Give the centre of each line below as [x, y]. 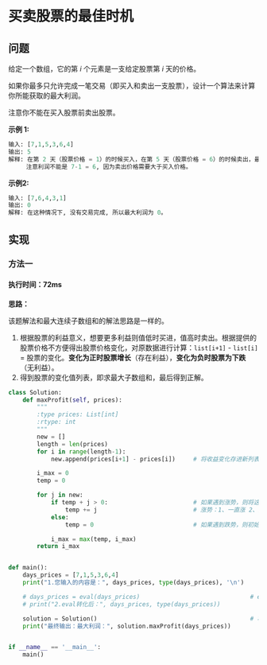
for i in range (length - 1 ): [81, 451]
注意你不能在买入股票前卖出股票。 [64, 113]
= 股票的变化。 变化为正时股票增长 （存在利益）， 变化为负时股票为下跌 [133, 357]
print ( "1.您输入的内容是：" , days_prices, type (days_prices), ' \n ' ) [133, 583]
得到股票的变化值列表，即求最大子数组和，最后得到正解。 [114, 377]
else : [60, 517]
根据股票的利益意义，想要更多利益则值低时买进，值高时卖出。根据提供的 [138, 337]
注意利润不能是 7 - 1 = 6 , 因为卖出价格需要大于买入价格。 [109, 167]
